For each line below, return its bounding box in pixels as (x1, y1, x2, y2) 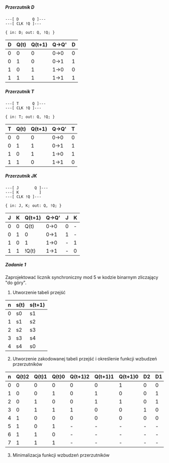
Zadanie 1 (5, 261, 26, 267)
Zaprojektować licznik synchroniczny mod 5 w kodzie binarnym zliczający (5, 274, 158, 280)
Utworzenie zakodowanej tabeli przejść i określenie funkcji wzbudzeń (12, 355, 157, 361)
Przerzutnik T (5, 88, 34, 95)
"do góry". (5, 280, 27, 286)
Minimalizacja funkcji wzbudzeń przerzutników (12, 452, 110, 458)
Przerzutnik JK (5, 172, 37, 179)
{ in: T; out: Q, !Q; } (5, 114, 55, 119)
